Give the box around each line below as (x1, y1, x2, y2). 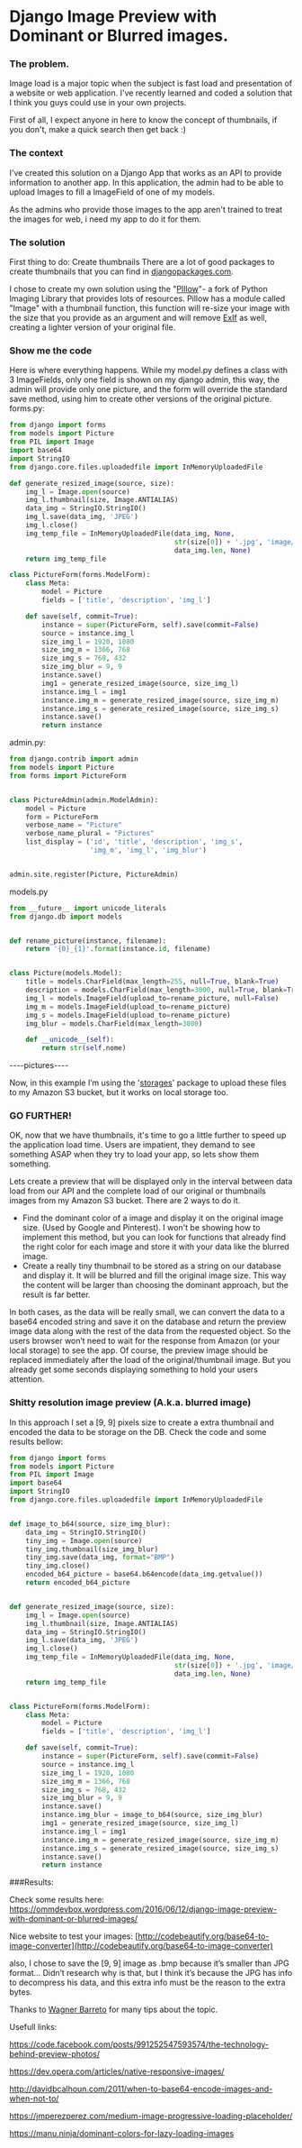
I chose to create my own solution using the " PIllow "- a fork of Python (9, 284, 268, 295)
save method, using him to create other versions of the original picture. (9, 394, 272, 405)
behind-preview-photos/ (9, 2049, 101, 2060)
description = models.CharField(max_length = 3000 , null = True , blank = (25, 985, 288, 994)
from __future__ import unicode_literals (9, 903, 167, 912)
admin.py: (9, 737, 47, 748)
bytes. (9, 1987, 33, 1997)
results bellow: (9, 1436, 64, 1447)
